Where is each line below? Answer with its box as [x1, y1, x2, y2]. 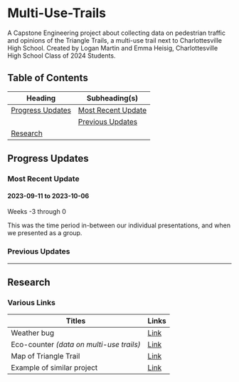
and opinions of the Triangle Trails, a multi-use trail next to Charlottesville [7, 36, 223, 44]
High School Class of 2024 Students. [7, 51, 116, 60]
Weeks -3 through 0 [7, 207, 66, 216]
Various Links [7, 297, 55, 307]
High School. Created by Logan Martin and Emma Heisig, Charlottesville [7, 43, 218, 52]
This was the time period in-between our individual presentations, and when [7, 221, 231, 229]
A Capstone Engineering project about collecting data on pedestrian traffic [7, 29, 226, 37]
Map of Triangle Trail [11, 351, 80, 361]
